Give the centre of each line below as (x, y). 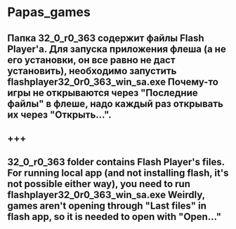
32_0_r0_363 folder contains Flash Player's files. (116, 162)
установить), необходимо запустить (92, 71)
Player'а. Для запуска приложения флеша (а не (117, 49)
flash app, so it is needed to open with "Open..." (114, 217)
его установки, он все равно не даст (91, 60)
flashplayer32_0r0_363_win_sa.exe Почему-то (113, 82)
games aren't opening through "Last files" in (107, 206)
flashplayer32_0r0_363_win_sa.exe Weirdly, (106, 195)
